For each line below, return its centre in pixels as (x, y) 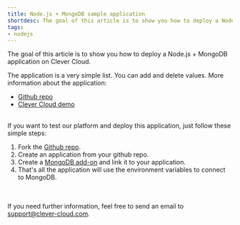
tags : (15, 27)
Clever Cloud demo (46, 105)
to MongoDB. (37, 177)
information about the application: (57, 83)
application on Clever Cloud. (49, 62)
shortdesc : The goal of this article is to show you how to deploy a (113, 21)
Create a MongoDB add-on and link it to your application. (102, 162)
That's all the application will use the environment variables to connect (121, 170)
